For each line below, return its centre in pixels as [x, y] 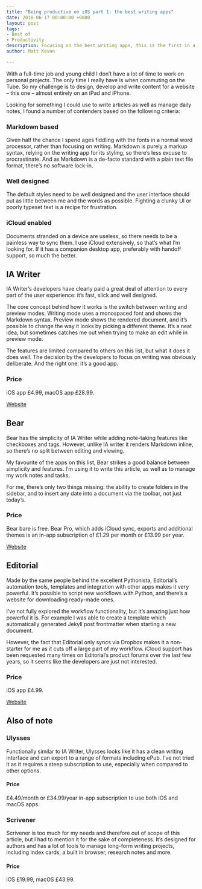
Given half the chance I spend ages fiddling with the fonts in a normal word [99, 140]
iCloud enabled [29, 223]
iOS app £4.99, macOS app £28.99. [50, 392]
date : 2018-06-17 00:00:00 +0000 [48, 18]
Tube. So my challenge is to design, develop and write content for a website [100, 86]
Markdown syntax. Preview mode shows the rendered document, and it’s [97, 320]
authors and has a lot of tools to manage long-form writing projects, [90, 846]
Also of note [30, 721]
